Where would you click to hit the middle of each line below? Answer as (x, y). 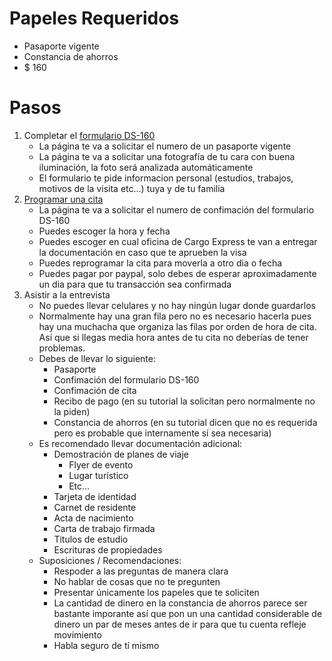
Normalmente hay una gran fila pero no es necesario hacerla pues (175, 316)
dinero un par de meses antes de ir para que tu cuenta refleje (180, 624)
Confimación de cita (95, 390)
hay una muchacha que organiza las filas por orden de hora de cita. (177, 326)
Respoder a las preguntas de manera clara (141, 571)
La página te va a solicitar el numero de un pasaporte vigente (165, 146)
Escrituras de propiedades (108, 549)
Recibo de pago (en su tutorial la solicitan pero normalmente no (184, 401)
